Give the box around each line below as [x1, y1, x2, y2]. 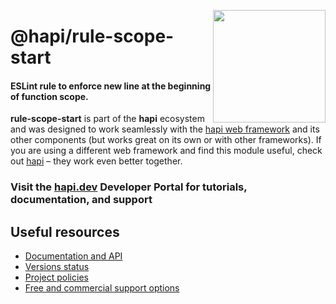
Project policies [24, 271, 89, 284]
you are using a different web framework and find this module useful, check [10, 145, 323, 157]
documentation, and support [10, 193, 153, 207]
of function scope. [10, 90, 89, 102]
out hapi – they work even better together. [10, 155, 183, 167]
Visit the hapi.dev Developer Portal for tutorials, [10, 180, 248, 194]
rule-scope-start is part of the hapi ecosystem [10, 113, 205, 125]
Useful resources [10, 223, 120, 240]
